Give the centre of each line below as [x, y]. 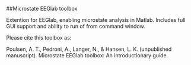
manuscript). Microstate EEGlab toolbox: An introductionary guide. [87, 55]
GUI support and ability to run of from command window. [76, 26]
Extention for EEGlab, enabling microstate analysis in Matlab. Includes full [96, 20]
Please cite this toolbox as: [39, 38]
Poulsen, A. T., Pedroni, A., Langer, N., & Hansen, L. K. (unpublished [89, 49]
